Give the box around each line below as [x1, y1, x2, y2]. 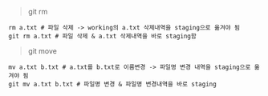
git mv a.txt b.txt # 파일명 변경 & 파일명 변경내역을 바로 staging [8, 80, 217, 88]
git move [27, 46, 58, 55]
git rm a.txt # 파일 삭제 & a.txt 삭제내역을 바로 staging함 [8, 32, 197, 40]
